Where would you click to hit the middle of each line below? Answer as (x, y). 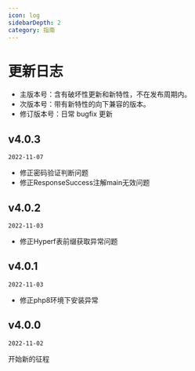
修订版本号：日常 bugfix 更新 (66, 114)
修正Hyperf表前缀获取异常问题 (69, 241)
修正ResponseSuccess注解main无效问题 (85, 183)
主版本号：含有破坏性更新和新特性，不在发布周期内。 (105, 94)
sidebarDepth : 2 (34, 23)
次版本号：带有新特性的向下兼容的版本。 (85, 104)
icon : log (24, 15)
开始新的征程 (29, 358)
